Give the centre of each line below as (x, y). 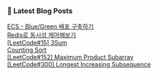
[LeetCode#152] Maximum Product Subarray (70, 57)
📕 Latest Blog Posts (40, 11)
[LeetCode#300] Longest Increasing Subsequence (79, 65)
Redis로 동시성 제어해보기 (42, 35)
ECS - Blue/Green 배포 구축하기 (50, 27)
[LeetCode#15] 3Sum (37, 43)
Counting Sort (27, 50)
